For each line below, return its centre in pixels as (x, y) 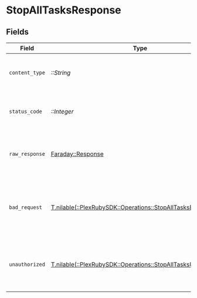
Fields (18, 32)
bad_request (26, 208)
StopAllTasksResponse (64, 10)
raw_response (27, 154)
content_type (27, 73)
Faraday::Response (77, 154)
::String (61, 73)
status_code (26, 112)
